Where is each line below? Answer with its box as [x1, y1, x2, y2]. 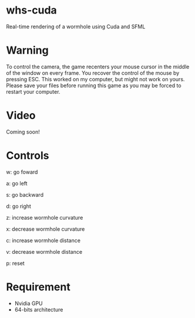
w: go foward [6, 168, 38, 175]
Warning [6, 44, 49, 57]
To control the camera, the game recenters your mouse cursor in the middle [6, 63, 190, 70]
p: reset [6, 260, 25, 267]
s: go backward [6, 191, 44, 198]
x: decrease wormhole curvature [6, 225, 85, 233]
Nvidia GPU [14, 300, 43, 307]
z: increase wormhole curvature [6, 214, 83, 221]
